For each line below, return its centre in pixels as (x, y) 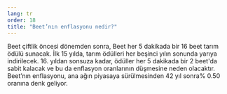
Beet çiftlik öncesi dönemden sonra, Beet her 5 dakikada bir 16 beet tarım (113, 47)
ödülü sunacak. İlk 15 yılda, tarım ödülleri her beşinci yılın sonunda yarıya (112, 54)
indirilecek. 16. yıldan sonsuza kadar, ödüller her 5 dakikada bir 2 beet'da (112, 61)
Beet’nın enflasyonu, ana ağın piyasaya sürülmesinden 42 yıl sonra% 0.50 (114, 76)
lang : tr (20, 14)
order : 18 (22, 20)
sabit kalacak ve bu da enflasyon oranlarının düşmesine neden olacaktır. (111, 69)
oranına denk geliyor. (37, 84)
